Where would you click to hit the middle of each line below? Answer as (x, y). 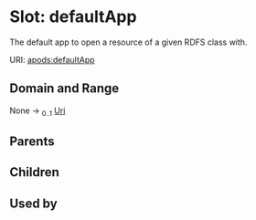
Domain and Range (64, 89)
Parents (32, 141)
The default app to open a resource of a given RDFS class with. (128, 42)
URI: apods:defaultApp (52, 59)
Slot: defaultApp (73, 17)
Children (34, 172)
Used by (33, 203)
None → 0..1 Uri (37, 111)
